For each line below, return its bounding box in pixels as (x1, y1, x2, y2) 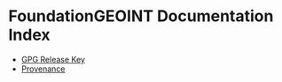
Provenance (20, 63, 66, 74)
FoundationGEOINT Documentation (8, 6, 274, 26)
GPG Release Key (20, 54, 86, 64)
